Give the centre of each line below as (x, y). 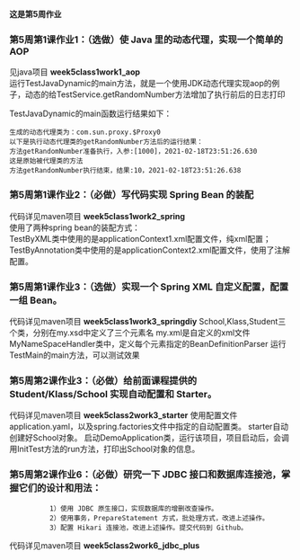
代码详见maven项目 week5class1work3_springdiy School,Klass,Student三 (148, 321)
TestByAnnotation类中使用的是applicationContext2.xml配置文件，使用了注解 (150, 250)
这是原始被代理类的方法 (46, 161)
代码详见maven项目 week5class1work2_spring (97, 216)
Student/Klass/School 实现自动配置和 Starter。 (113, 394)
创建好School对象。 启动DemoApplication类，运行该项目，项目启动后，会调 (150, 438)
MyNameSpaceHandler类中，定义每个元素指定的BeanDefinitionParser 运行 (148, 343)
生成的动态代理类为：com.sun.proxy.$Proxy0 (85, 133)
